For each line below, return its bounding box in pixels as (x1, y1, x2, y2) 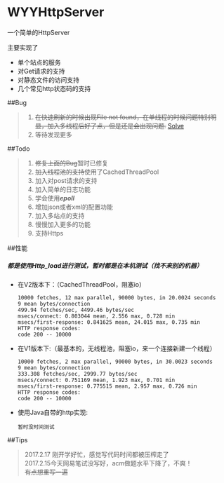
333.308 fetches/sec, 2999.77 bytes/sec (17, 370, 138, 377)
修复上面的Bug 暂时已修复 (34, 158, 109, 167)
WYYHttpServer (7, 4, 105, 20)
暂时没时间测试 (17, 423, 55, 430)
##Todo (7, 144, 30, 153)
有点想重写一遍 (24, 468, 68, 476)
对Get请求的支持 (17, 67, 65, 75)
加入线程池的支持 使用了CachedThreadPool (34, 168, 159, 176)
